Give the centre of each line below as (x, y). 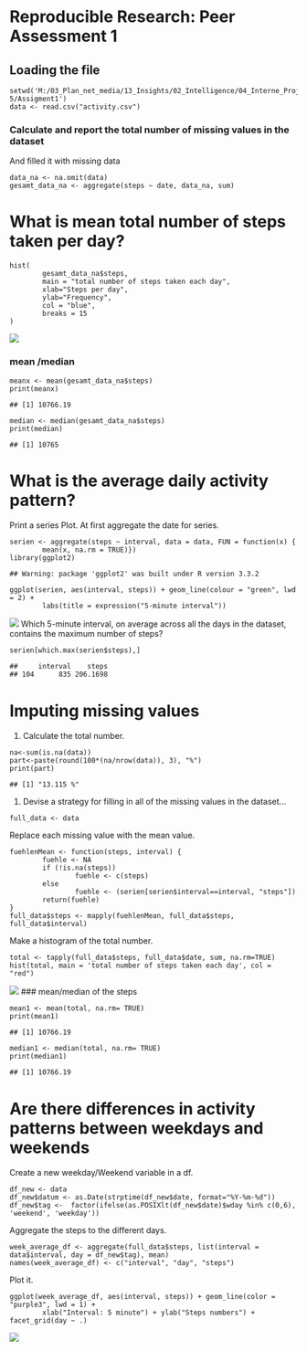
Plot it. (21, 1280)
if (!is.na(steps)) (79, 868)
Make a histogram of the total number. (81, 941)
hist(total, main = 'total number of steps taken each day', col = (141, 966)
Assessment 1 (64, 36)
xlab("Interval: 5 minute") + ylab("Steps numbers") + (149, 1313)
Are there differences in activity (132, 1108)
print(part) (32, 769)
